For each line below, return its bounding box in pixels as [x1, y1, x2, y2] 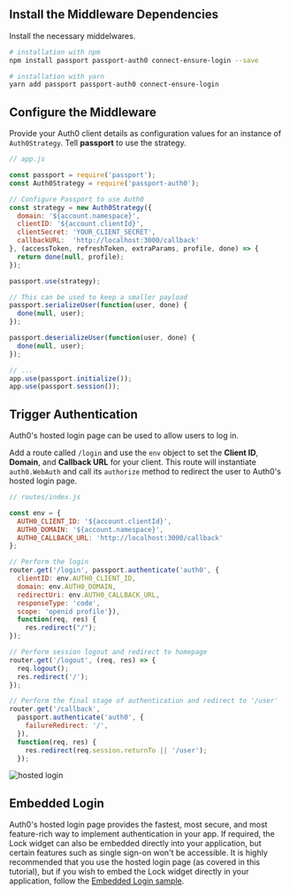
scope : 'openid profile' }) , [17, 606, 121, 616]
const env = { [9, 508, 62, 517]
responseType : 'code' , [17, 598, 101, 607]
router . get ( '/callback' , [9, 705, 101, 714]
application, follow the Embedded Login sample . [9, 876, 185, 886]
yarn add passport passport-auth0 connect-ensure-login [9, 80, 219, 89]
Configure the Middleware [9, 104, 157, 120]
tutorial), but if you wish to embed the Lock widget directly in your [9, 867, 249, 877]
